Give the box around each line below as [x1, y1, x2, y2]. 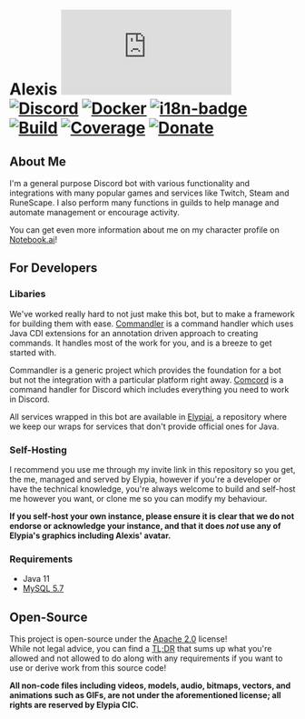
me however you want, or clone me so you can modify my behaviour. [9, 493, 268, 504]
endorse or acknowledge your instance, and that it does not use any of [9, 520, 281, 531]
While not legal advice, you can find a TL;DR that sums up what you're [9, 644, 272, 654]
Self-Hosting [9, 444, 68, 456]
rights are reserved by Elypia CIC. [9, 700, 139, 711]
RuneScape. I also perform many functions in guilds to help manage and [9, 197, 280, 208]
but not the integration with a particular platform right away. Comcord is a [9, 374, 284, 385]
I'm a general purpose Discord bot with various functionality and [9, 178, 251, 188]
